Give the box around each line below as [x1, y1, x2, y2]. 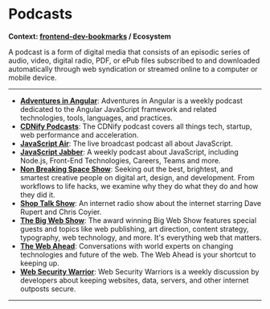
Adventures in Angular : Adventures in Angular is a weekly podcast [19, 96, 243, 105]
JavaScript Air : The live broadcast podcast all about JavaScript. [19, 138, 233, 148]
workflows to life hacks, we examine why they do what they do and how [19, 181, 259, 191]
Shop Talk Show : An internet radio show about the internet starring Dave [19, 198, 262, 208]
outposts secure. [19, 283, 76, 294]
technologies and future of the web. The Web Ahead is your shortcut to [19, 249, 256, 259]
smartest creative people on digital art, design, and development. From [19, 172, 256, 182]
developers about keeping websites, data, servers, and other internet [19, 275, 249, 285]
